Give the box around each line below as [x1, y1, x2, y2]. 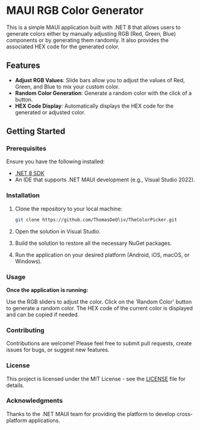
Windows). [14, 258, 42, 265]
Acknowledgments [6, 397, 63, 405]
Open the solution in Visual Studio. [14, 227, 101, 235]
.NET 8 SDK [14, 170, 45, 177]
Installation [6, 191, 40, 200]
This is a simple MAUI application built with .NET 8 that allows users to [6, 24, 181, 31]
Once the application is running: [6, 286, 89, 293]
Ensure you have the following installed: [6, 158, 105, 165]
